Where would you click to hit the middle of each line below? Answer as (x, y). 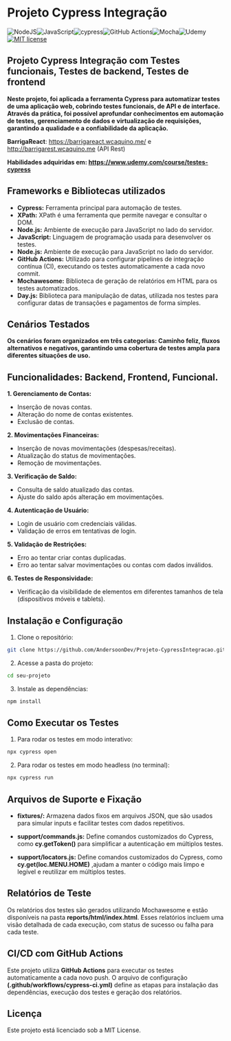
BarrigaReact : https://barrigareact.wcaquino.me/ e (79, 141)
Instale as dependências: (52, 688)
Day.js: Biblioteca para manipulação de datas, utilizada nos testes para (118, 295)
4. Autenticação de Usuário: (48, 510)
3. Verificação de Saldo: (42, 476)
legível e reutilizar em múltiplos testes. (71, 872)
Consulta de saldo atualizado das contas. (75, 490)
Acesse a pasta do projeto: (55, 663)
